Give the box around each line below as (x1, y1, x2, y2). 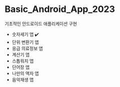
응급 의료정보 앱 (11, 45, 43, 51)
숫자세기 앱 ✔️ (11, 31, 39, 37)
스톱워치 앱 (11, 57, 34, 63)
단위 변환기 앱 (11, 39, 39, 45)
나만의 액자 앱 (11, 70, 39, 76)
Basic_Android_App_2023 (4, 3, 115, 15)
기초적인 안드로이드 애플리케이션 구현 (4, 20, 77, 26)
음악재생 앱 (11, 76, 34, 82)
